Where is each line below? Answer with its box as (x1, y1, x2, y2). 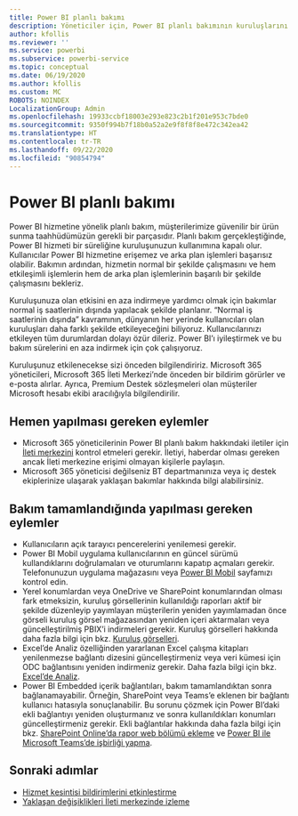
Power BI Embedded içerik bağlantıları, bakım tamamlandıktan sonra (21, 681, 272, 691)
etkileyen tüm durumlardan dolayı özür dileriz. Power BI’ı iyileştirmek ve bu (9, 333, 282, 343)
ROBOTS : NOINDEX (9, 95, 69, 105)
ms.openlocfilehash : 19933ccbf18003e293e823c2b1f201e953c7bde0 (9, 112, 249, 121)
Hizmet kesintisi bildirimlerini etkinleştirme (21, 787, 177, 797)
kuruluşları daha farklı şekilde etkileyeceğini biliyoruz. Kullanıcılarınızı (9, 324, 262, 335)
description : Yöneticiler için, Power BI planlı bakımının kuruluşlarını (9, 21, 289, 30)
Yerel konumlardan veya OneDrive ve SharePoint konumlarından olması (21, 586, 283, 597)
